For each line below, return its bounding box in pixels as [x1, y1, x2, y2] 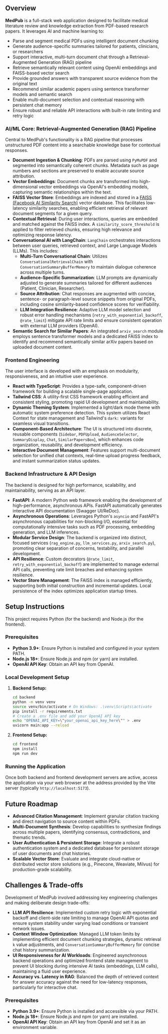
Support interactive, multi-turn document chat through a [12, 54, 129, 60]
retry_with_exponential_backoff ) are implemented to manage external [12, 561, 159, 567]
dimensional [12, 184, 38, 190]
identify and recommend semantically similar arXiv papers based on [12, 339, 153, 345]
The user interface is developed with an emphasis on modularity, [5, 368, 139, 374]
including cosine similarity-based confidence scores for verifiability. [20, 301, 160, 307]
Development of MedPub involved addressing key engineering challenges [5, 894, 158, 900]
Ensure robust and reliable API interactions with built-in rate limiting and [12, 107, 161, 113]
